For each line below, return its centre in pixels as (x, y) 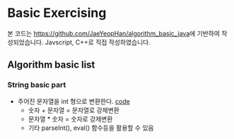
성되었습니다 (25, 42)
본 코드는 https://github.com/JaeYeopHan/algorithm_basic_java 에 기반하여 (114, 33)
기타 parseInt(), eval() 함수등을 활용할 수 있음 (91, 128)
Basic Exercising (57, 13)
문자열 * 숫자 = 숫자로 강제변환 (70, 119)
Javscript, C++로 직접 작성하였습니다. (98, 42)
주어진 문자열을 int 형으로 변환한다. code (74, 101)
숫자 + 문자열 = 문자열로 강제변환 (74, 110)
